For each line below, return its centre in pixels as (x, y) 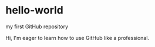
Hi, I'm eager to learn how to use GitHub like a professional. (77, 38)
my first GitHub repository (37, 26)
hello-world (35, 10)
